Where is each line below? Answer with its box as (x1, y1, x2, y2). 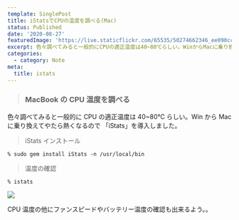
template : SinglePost (7, 10, 72, 18)
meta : (7, 63, 23, 70)
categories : (7, 51, 43, 58)
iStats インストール (24, 136, 81, 145)
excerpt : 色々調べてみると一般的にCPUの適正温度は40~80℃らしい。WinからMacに (7, 43, 218, 51)
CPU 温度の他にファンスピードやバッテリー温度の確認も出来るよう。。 (7, 204, 212, 214)
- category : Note (14, 57, 65, 64)
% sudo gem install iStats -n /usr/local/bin (7, 150, 144, 157)
